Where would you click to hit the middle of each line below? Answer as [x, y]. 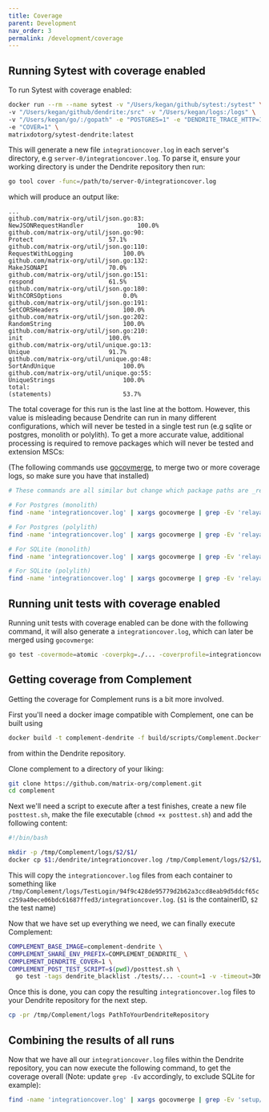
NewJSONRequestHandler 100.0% [84, 226]
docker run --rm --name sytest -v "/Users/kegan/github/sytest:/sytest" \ [136, 105]
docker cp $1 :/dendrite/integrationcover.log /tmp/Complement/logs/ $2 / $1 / [136, 860]
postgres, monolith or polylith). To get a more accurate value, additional [126, 435]
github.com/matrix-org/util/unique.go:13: [80, 345]
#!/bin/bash [28, 838]
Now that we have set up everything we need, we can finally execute [122, 923]
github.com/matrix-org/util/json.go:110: [78, 247]
